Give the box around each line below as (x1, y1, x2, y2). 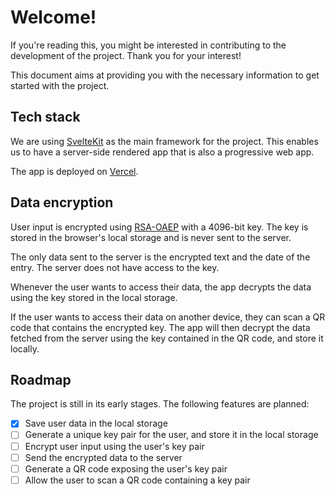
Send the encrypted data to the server (24, 451, 183, 463)
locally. (10, 342, 40, 355)
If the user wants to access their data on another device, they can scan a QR (10, 311, 326, 323)
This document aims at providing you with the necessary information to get (10, 69, 320, 81)
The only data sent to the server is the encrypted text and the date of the (10, 251, 311, 263)
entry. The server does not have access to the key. (10, 261, 220, 273)
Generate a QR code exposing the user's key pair (24, 462, 228, 475)
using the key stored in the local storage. (10, 291, 178, 303)
